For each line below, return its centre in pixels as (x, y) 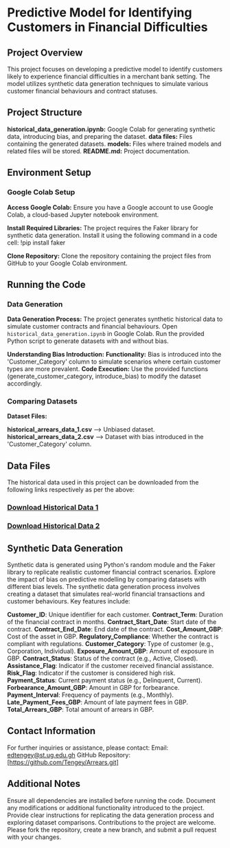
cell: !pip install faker (36, 243)
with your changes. (34, 837)
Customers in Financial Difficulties (107, 27)
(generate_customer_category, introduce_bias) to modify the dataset (104, 377)
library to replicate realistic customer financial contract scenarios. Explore (112, 572)
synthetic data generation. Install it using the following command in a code (112, 235)
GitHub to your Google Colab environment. (68, 263)
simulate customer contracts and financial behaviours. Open (92, 326)
